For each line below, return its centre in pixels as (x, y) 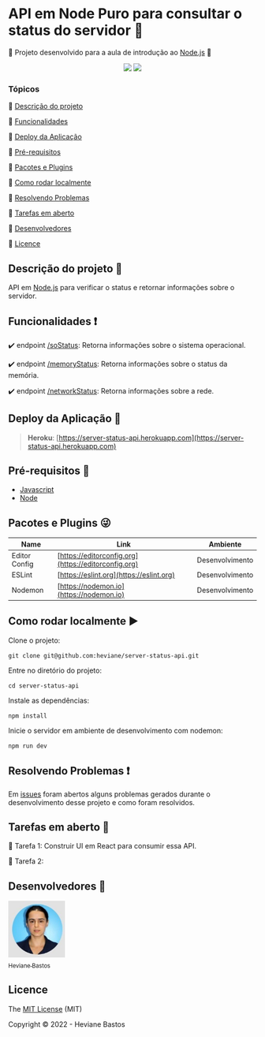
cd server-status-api (44, 686)
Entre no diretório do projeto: (55, 670)
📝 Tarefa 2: (26, 861)
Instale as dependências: (49, 700)
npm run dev (28, 746)
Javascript (37, 490)
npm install (28, 716)
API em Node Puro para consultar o (125, 14)
